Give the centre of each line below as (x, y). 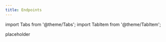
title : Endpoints (24, 10)
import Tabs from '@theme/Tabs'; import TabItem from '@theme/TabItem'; (83, 24)
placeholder (18, 34)
